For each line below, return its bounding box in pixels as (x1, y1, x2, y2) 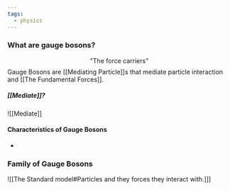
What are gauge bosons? (7, 40, 96, 50)
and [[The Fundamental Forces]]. (7, 75, 104, 84)
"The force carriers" (89, 56, 149, 65)
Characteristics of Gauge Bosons (7, 125, 108, 134)
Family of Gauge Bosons (7, 159, 94, 169)
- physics (13, 17, 43, 24)
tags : (7, 10, 23, 18)
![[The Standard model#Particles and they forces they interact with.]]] (7, 175, 212, 184)
